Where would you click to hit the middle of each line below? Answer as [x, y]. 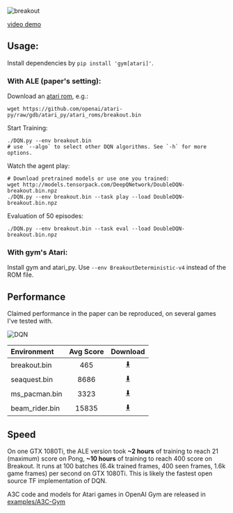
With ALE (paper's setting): [54, 81]
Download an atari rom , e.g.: [48, 96]
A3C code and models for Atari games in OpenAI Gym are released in [107, 494]
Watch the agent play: [39, 166]
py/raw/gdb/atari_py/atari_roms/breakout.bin [74, 115]
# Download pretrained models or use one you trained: [88, 179]
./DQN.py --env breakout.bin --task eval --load [79, 229]
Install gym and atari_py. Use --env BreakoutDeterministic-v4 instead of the [116, 268]
